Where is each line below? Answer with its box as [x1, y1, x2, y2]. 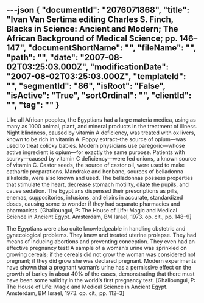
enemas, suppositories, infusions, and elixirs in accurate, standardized [6, 193, 183, 201]
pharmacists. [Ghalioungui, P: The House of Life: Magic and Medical [6, 206, 178, 214]
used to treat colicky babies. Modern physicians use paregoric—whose [6, 142, 185, 149]
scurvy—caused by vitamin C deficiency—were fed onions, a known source [6, 155, 197, 162]
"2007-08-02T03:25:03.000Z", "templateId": [6, 71, 186, 82]
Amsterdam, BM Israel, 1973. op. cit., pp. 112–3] [6, 289, 125, 297]
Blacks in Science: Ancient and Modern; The [6, 24, 178, 34]
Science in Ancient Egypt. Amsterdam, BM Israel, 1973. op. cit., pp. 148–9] [6, 213, 192, 220]
